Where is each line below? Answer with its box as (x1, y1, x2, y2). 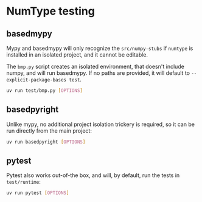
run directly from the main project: (6, 127, 92, 134)
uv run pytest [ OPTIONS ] (6, 190, 69, 196)
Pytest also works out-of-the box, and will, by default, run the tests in (6, 172, 180, 179)
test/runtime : (6, 178, 41, 186)
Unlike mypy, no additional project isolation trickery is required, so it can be (6, 120, 195, 128)
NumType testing (6, 4, 96, 18)
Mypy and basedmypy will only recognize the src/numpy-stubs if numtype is (6, 44, 193, 52)
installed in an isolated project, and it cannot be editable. (6, 51, 148, 58)
